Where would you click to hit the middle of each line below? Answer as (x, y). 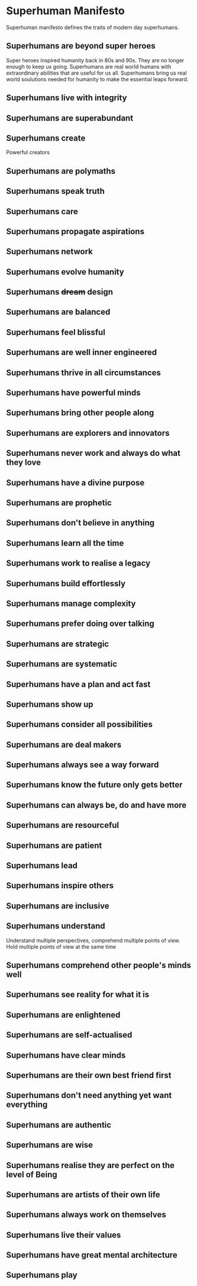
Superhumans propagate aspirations (75, 232)
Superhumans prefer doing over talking (80, 624)
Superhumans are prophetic (59, 502)
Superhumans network (49, 252)
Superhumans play (42, 1275)
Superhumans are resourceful (63, 825)
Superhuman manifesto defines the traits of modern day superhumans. (93, 27)
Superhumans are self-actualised (69, 1035)
